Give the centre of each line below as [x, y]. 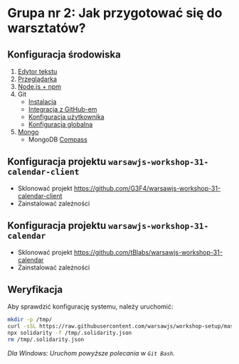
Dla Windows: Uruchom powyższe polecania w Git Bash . [91, 353]
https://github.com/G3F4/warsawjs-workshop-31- [147, 188]
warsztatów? [47, 28]
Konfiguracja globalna [60, 124]
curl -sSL [22, 326]
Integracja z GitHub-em [63, 109]
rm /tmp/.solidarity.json [46, 340]
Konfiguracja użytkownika [66, 117]
